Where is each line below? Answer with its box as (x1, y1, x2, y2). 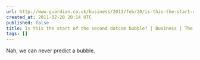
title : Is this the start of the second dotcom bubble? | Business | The (6, 25, 193, 31)
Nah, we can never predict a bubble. (6, 47, 95, 54)
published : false (6, 20, 49, 26)
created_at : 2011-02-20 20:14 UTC (6, 14, 92, 20)
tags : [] (6, 31, 28, 37)
